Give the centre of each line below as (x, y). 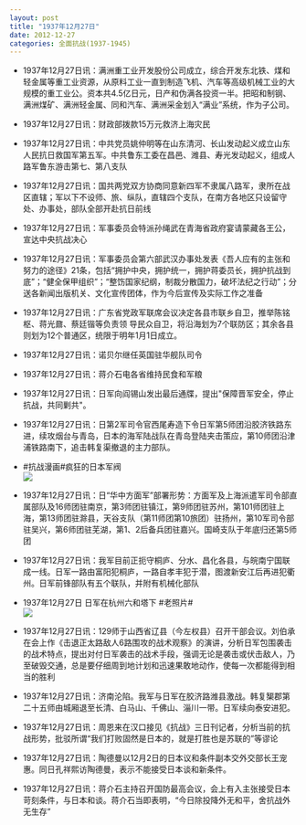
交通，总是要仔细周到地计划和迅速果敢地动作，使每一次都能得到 (167, 666)
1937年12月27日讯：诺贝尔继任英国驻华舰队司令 (112, 355)
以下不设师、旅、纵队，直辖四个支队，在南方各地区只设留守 (175, 197)
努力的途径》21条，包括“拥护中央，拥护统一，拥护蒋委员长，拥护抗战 (153, 270)
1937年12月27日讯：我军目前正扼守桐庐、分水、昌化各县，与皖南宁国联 (156, 561)
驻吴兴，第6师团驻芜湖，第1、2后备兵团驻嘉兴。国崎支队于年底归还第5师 (160, 530)
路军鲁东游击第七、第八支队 (75, 166)
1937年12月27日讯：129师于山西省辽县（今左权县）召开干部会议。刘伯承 (159, 631)
